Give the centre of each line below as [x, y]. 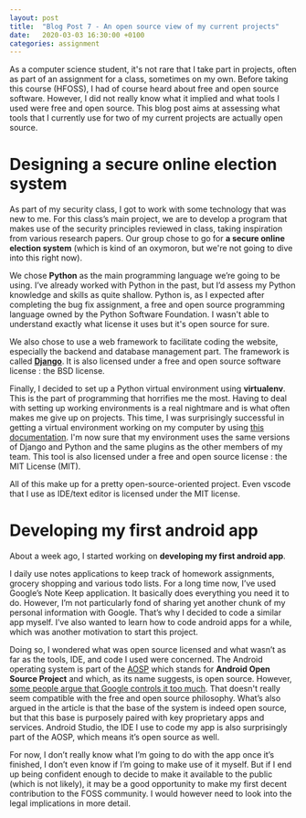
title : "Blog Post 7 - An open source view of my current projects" [145, 27]
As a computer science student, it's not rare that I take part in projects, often [153, 69]
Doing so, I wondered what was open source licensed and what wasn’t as [148, 650]
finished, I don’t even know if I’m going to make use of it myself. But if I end [151, 765]
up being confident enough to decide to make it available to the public [141, 774]
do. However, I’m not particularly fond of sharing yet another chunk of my [148, 603]
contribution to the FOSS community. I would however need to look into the [151, 794]
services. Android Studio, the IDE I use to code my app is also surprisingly [148, 728]
